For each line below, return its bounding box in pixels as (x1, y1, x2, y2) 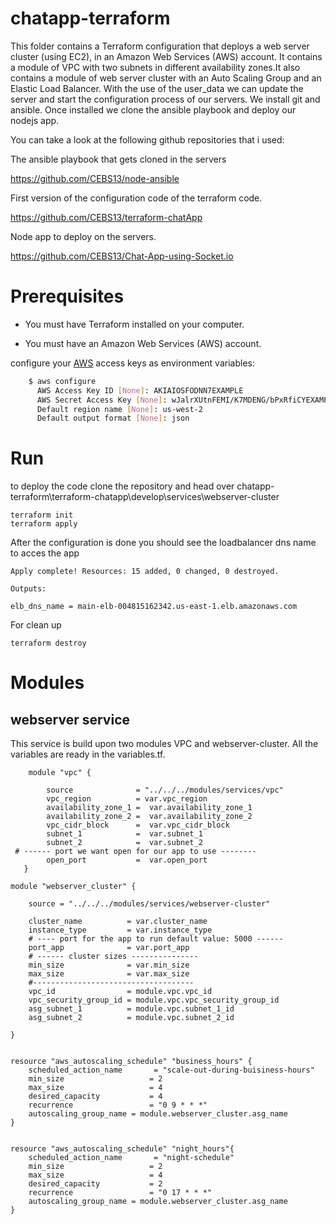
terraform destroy (10, 638, 87, 649)
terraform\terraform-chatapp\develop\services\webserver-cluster (10, 491, 280, 503)
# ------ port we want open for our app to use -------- (14, 847, 257, 857)
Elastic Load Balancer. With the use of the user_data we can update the (10, 82, 304, 94)
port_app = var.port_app (28, 943, 190, 953)
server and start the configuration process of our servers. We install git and (10, 93, 321, 105)
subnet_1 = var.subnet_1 (46, 829, 203, 839)
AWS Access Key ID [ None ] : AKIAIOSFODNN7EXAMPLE (36, 385, 244, 396)
